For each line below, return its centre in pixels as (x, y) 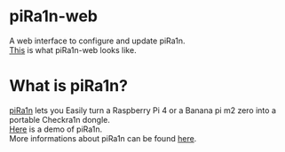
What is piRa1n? (69, 86)
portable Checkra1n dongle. (60, 119)
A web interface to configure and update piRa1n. (97, 41)
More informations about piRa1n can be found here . (103, 138)
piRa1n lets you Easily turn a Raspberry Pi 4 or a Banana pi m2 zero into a (143, 110)
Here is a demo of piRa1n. (56, 129)
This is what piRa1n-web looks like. (73, 49)
